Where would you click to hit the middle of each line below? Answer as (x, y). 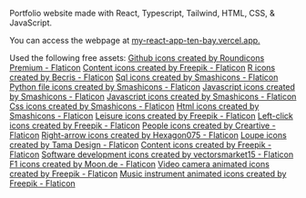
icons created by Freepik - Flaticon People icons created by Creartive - (143, 125)
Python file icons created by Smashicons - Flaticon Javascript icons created (153, 87)
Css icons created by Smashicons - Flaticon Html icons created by (134, 106)
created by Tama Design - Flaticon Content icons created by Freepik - (140, 145)
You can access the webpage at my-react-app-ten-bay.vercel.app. (135, 40)
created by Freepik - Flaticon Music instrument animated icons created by (148, 173)
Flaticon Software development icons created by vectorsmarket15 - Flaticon (152, 154)
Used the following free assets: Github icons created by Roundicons (137, 58)
